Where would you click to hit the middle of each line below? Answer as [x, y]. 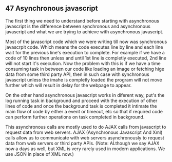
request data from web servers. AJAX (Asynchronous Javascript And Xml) [84, 132]
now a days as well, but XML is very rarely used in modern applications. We [85, 149]
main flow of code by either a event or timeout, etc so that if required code [84, 111]
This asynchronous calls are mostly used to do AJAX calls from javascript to [86, 127]
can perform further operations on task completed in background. [75, 117]
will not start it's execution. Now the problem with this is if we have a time [83, 63]
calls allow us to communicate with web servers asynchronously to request [85, 137]
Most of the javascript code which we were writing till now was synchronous [86, 42]
